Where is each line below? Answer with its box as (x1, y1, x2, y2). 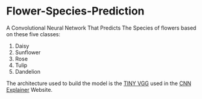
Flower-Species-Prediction (6, 4, 145, 18)
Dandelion (14, 68, 41, 75)
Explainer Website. (6, 86, 53, 93)
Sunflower (14, 48, 41, 56)
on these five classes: (6, 30, 60, 37)
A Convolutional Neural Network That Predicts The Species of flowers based (6, 24, 197, 31)
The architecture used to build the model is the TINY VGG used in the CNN (6, 80, 192, 87)
